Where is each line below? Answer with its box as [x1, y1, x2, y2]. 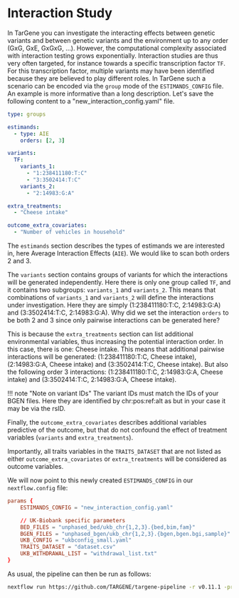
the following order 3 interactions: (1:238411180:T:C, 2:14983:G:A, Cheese [7, 368, 223, 376]
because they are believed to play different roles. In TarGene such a [7, 74, 206, 83]
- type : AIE [14, 130, 50, 137]
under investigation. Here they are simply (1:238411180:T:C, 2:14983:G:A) [7, 301, 221, 310]
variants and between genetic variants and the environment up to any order [7, 36, 229, 44]
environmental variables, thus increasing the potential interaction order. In [7, 338, 223, 346]
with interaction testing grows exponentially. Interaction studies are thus [7, 51, 218, 60]
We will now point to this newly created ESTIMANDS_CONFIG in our [7, 476, 193, 485]
